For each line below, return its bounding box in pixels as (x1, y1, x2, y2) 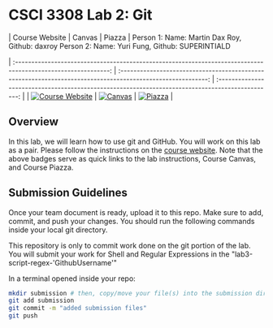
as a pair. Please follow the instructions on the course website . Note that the (8, 145, 263, 155)
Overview (8, 115, 59, 129)
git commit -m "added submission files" (8, 304, 148, 313)
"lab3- (231, 249, 253, 259)
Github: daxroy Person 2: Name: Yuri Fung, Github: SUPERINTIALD (8, 41, 232, 50)
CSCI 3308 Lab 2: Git (8, 6, 153, 24)
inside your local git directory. (8, 225, 108, 235)
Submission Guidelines (8, 186, 128, 200)
